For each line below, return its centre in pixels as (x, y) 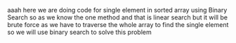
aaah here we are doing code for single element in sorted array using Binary (117, 10)
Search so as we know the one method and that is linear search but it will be (118, 17)
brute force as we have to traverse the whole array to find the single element (118, 25)
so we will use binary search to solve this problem (80, 32)
